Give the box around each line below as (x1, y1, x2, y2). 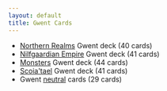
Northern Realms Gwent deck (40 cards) (19, 40, 153, 50)
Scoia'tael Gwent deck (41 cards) (19, 66, 128, 75)
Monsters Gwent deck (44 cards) (19, 57, 128, 67)
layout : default (8, 11, 62, 20)
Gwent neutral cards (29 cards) (19, 74, 123, 84)
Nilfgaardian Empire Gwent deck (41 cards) (19, 49, 160, 59)
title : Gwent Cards (8, 19, 73, 27)
